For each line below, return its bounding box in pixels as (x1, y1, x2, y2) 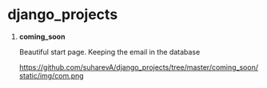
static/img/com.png (18, 71, 85, 80)
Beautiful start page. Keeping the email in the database (18, 47, 201, 56)
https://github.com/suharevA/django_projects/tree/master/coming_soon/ (18, 62, 259, 72)
